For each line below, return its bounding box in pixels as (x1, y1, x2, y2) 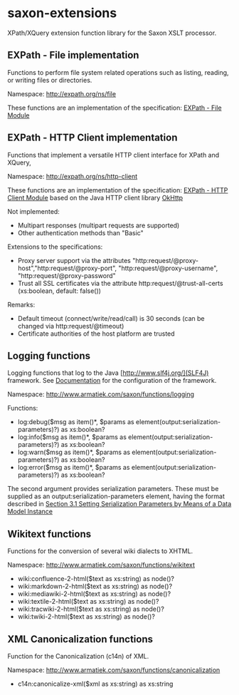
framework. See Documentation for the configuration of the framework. (7, 376, 217, 385)
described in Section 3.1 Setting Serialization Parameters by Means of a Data (7, 500, 232, 508)
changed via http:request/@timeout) (17, 321, 124, 330)
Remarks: (7, 300, 36, 309)
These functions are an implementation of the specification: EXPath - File (7, 103, 222, 112)
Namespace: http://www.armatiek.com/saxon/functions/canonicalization (7, 666, 221, 674)
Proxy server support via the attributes (17, 256, 132, 264)
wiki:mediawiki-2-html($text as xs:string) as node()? (17, 590, 171, 598)
